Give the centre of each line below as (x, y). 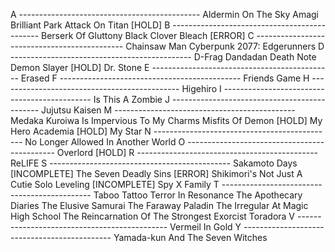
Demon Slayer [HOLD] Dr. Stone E (80, 67)
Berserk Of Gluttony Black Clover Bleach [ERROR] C (148, 35)
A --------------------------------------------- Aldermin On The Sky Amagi (165, 14)
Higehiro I (201, 88)
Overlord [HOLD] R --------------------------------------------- (187, 152)
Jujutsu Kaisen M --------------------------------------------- (168, 110)
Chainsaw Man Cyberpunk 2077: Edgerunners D (225, 46)
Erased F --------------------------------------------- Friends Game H (165, 78)
